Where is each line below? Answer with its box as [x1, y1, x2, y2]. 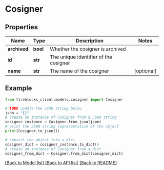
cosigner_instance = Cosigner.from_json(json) [5, 120, 102, 125]
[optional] [134, 67, 157, 74]
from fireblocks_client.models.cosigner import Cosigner [5, 97, 123, 102]
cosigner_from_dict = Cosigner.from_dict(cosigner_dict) [5, 151, 123, 156]
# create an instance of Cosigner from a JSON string [5, 115, 117, 120]
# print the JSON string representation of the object [5, 124, 119, 129]
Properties [5, 23, 38, 31]
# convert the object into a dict [5, 137, 76, 142]
